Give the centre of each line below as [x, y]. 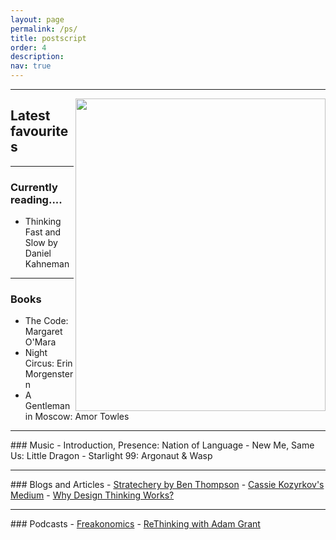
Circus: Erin [48, 363]
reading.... [36, 199]
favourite [39, 131]
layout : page [37, 19]
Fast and [43, 232]
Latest [30, 116]
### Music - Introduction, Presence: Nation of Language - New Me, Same [162, 445]
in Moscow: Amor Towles [77, 417]
